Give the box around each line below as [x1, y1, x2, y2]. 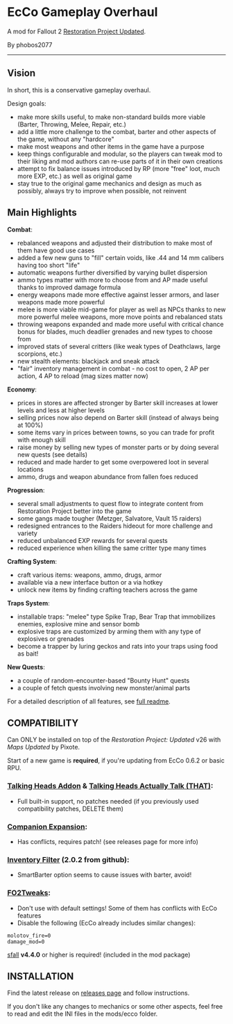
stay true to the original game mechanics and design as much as [17, 179, 202, 188]
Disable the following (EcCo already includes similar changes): [17, 918, 196, 927]
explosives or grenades [17, 634, 85, 643]
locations [17, 465, 44, 473]
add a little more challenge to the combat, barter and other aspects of [17, 127, 216, 136]
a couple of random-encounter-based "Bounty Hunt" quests [17, 676, 190, 685]
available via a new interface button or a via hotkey [17, 578, 163, 586]
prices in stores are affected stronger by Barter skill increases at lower [17, 398, 218, 407]
